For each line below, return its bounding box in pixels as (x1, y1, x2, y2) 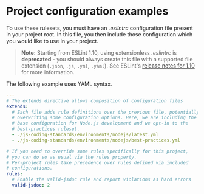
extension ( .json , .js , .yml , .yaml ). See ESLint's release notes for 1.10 (21, 62, 195, 69)
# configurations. (6, 165, 53, 171)
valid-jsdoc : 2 (12, 182, 50, 189)
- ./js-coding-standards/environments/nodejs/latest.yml (12, 132, 159, 138)
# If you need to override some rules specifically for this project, (6, 148, 189, 154)
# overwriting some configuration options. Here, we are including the (12, 114, 197, 121)
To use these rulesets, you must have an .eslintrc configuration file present (6, 24, 193, 32)
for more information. (21, 68, 75, 75)
